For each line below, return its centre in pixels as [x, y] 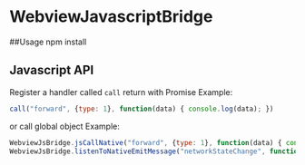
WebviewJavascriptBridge [111, 17]
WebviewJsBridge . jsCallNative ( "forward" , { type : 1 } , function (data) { [146, 142]
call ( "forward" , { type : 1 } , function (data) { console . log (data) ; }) [142, 109]
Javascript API [52, 70]
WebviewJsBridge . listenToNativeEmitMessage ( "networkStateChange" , [138, 151]
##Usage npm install [48, 42]
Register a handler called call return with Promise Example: [121, 92]
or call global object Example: [64, 126]
